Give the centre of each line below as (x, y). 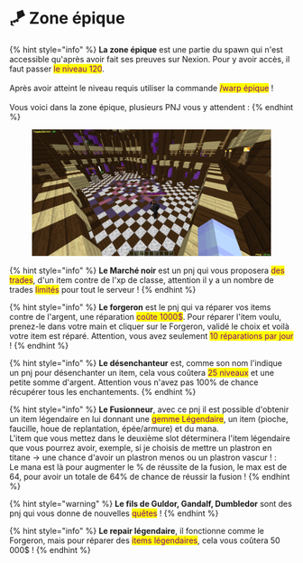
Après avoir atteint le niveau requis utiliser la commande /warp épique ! (142, 88)
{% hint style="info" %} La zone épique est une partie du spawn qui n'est (147, 49)
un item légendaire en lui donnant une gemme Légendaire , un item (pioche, (149, 419)
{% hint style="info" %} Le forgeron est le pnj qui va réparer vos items (140, 307)
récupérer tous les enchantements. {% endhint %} (103, 392)
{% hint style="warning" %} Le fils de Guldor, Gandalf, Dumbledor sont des (151, 504)
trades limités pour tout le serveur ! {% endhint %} (103, 290)
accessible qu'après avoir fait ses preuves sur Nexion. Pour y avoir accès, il (150, 59)
